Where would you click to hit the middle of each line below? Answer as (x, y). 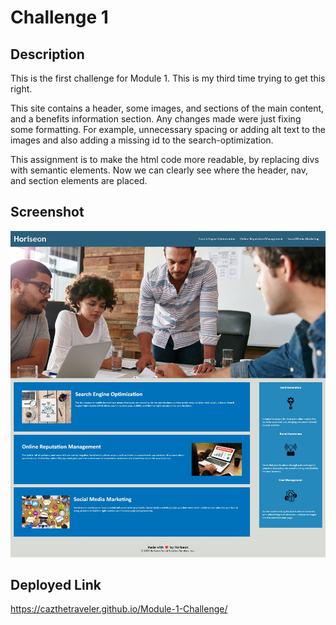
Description (47, 54)
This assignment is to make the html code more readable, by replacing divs (165, 159)
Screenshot (47, 212)
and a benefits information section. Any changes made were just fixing (156, 119)
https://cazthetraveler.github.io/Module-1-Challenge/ (119, 609)
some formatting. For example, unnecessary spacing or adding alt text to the (168, 129)
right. (21, 89)
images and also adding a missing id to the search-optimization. (142, 140)
